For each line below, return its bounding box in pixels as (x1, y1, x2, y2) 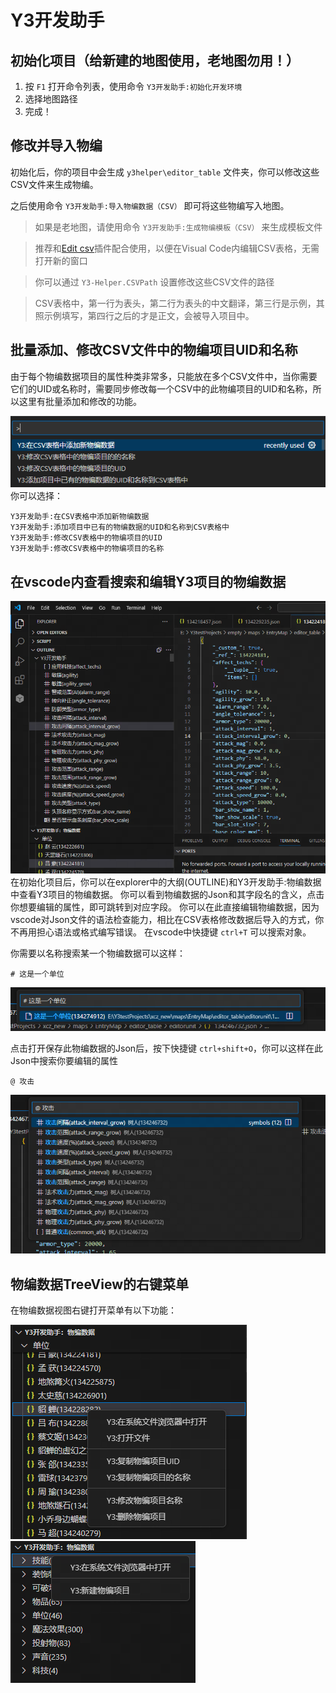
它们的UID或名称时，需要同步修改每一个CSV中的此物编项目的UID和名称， (10, 382, 313, 395)
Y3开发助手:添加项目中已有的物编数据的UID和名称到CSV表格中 (10, 522, 230, 533)
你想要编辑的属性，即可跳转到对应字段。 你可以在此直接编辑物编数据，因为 (10, 901, 320, 913)
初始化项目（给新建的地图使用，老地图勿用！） (10, 52, 300, 69)
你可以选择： (10, 490, 63, 502)
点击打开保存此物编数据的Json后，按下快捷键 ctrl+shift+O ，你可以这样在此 (10, 1042, 323, 1054)
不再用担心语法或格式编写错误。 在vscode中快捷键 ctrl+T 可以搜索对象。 (10, 926, 312, 938)
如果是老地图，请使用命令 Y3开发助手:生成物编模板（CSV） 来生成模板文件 (34, 221, 323, 233)
